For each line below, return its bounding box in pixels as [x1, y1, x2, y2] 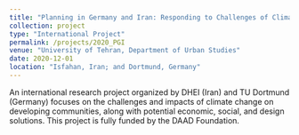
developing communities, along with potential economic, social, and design [9, 106, 285, 116]
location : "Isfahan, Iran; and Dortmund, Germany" [9, 63, 201, 72]
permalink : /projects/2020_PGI [9, 37, 125, 47]
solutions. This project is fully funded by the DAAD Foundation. [9, 115, 240, 125]
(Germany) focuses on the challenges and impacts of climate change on [9, 96, 274, 107]
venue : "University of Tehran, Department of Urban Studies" [9, 46, 241, 55]
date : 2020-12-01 [9, 54, 74, 63]
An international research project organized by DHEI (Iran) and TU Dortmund [9, 86, 290, 98]
